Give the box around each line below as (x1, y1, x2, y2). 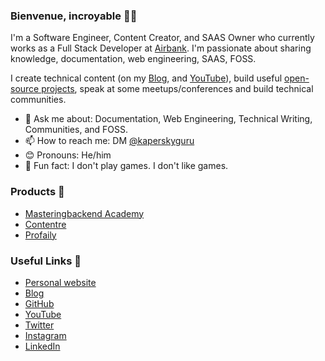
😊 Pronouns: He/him (24, 149, 112, 161)
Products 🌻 (10, 185, 65, 199)
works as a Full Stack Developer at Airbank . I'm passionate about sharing (10, 42, 312, 54)
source (10, 83, 40, 95)
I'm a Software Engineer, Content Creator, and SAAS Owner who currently (10, 32, 315, 44)
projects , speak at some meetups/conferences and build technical (41, 83, 314, 95)
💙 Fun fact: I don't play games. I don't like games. (24, 160, 229, 172)
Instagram (24, 329, 67, 341)
